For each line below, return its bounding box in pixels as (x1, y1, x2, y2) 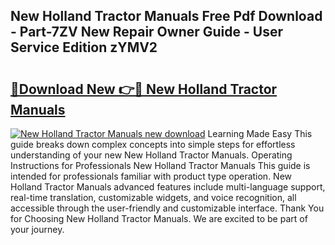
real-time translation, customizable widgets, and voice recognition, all (10, 192, 297, 203)
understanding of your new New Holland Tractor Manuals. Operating (10, 149, 293, 161)
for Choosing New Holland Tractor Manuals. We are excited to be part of (10, 213, 308, 224)
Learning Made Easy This (207, 128, 313, 139)
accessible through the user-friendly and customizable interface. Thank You (10, 202, 325, 214)
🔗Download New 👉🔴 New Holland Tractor (10, 80, 278, 98)
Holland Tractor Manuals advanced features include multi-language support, (10, 181, 326, 193)
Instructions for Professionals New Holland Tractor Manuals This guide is (10, 160, 311, 171)
